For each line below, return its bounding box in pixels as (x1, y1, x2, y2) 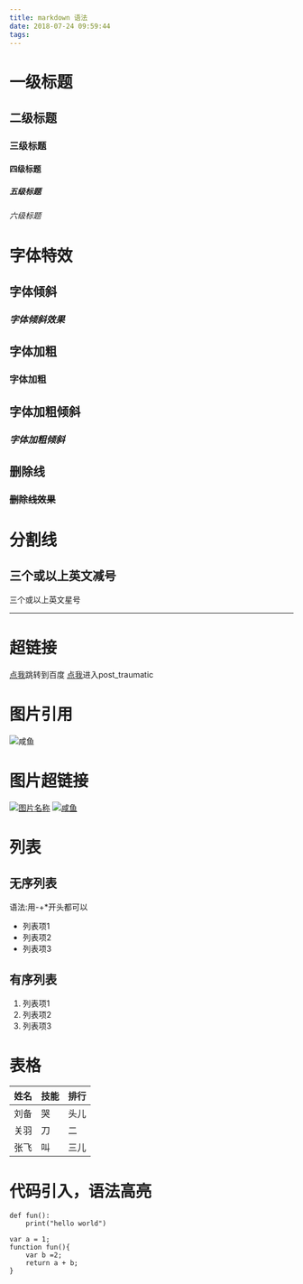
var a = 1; (9, 1235, 50, 1244)
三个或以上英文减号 (9, 568, 116, 584)
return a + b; (25, 1259, 78, 1268)
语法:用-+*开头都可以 (9, 901, 88, 912)
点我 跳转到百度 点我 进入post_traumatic (9, 669, 154, 679)
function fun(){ (9, 1242, 70, 1252)
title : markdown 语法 (9, 13, 88, 23)
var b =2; (25, 1251, 63, 1260)
